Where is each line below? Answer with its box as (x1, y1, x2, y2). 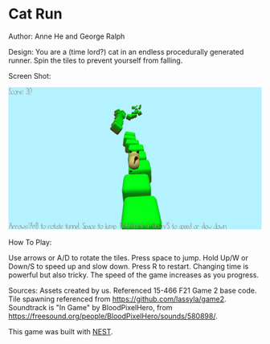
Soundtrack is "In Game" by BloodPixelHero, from (8, 303, 173, 313)
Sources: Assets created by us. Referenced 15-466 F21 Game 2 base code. (8, 286, 257, 296)
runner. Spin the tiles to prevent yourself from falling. (8, 55, 183, 65)
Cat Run (8, 5, 63, 23)
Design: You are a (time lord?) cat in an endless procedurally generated (8, 47, 244, 56)
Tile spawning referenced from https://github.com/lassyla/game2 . (8, 294, 227, 304)
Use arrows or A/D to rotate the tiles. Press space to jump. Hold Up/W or (8, 253, 249, 263)
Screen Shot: (8, 71, 51, 80)
